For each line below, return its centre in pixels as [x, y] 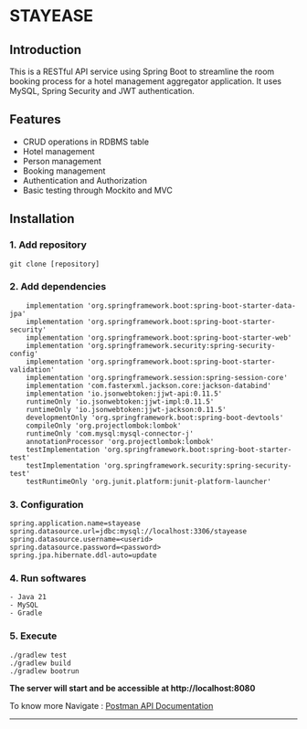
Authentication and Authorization [85, 180]
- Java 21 [28, 597]
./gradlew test [38, 655]
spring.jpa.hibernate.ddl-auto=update [83, 555]
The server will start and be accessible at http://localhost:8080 [132, 688]
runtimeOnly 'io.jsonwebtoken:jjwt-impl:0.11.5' [120, 401]
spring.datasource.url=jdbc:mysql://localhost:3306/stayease [128, 532]
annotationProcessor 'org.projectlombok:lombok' [120, 441]
